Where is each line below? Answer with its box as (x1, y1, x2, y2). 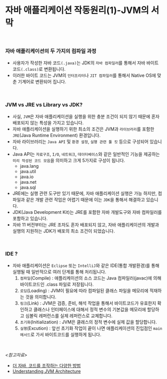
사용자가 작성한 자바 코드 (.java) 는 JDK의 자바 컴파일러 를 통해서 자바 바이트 (12, 60, 159, 66)
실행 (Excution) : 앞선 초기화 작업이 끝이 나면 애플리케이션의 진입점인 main (20, 325, 162, 331)
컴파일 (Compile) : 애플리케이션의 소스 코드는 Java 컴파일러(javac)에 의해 (20, 275, 161, 281)
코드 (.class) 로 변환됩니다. (12, 66, 66, 72)
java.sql (20, 184, 36, 190)
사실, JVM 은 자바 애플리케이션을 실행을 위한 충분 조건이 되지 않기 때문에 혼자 (12, 113, 159, 119)
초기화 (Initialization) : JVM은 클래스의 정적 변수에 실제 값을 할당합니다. (20, 319, 157, 325)
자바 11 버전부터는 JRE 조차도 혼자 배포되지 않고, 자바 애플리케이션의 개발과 (12, 221, 159, 227)
